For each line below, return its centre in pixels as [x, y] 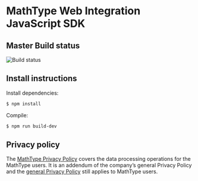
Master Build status [43, 46]
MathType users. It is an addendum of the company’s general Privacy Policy [99, 166]
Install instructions [42, 79]
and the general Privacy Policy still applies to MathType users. [82, 171]
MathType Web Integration [73, 11]
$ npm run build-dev [32, 126]
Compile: [17, 115]
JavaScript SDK [46, 24]
